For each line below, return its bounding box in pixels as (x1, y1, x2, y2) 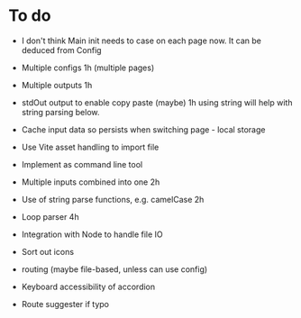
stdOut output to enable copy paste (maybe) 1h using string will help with (21, 96, 293, 108)
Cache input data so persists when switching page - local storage (21, 123, 266, 135)
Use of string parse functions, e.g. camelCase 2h (21, 194, 205, 204)
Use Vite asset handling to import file (21, 141, 160, 152)
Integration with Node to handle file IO (21, 229, 163, 240)
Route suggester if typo (21, 298, 110, 309)
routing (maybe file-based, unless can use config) (21, 263, 208, 275)
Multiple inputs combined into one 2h (21, 177, 160, 187)
